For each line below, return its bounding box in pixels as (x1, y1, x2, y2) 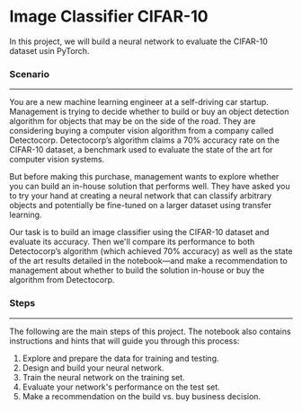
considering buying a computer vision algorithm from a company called (9, 126, 274, 136)
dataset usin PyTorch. (9, 45, 90, 56)
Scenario (9, 67, 49, 80)
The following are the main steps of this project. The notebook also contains (9, 326, 291, 337)
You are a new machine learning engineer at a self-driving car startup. (9, 97, 270, 108)
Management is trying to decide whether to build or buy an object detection (9, 106, 289, 118)
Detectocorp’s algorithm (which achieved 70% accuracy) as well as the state (9, 246, 293, 257)
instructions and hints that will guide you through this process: (9, 335, 240, 346)
